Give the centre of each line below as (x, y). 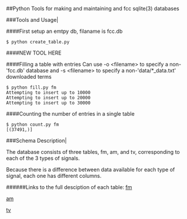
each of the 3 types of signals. (43, 158)
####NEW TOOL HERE (34, 53)
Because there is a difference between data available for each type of (91, 169)
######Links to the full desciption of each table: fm (69, 187)
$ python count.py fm (33, 124)
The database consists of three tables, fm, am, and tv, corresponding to (93, 152)
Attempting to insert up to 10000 (49, 93)
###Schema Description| (36, 141)
